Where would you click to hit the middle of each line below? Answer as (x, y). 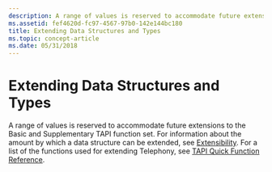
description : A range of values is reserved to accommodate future (125, 16)
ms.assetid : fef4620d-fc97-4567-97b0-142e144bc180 (96, 23)
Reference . (27, 160)
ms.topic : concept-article (54, 38)
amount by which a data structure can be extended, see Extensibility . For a (133, 143)
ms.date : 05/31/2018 (43, 46)
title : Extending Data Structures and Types (85, 31)
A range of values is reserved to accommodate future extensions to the (127, 125)
